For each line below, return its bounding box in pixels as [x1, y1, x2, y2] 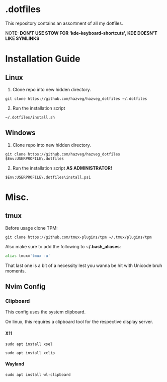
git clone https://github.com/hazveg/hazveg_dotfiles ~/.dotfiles [5, 96, 147, 101]
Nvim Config [5, 283, 46, 291]
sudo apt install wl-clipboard [5, 372, 71, 377]
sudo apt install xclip [5, 350, 55, 355]
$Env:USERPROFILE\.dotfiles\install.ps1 [5, 175, 92, 180]
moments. [5, 267, 26, 274]
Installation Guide [5, 53, 80, 65]
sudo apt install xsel [5, 342, 53, 347]
